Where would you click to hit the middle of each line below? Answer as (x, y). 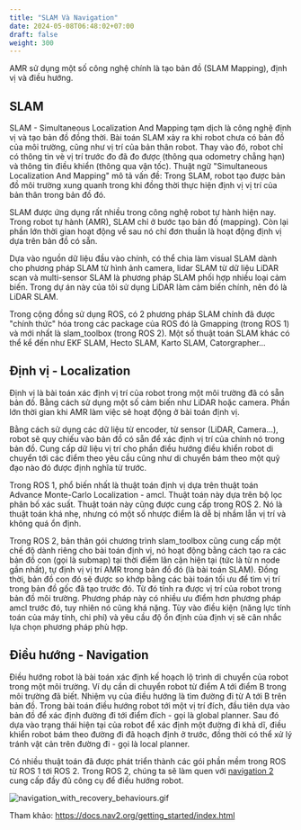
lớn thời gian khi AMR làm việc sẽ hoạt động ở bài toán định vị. (124, 411)
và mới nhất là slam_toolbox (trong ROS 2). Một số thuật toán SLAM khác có (150, 333)
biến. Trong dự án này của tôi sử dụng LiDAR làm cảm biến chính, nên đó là (148, 287)
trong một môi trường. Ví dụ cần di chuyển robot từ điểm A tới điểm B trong (148, 686)
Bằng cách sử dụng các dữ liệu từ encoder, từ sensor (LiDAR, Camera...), (144, 429)
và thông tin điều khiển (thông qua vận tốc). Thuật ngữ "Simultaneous (138, 167)
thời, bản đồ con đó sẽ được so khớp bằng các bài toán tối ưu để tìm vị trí (145, 579)
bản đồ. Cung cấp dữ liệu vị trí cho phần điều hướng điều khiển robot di (142, 448)
